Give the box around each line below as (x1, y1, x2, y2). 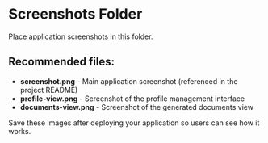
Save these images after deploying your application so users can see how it (8, 118, 260, 128)
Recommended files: (8, 55, 115, 69)
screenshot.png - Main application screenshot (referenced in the (19, 76, 238, 86)
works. (8, 126, 31, 136)
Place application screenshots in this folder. (8, 32, 153, 41)
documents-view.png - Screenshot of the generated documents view (19, 102, 254, 111)
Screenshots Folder (8, 5, 143, 23)
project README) (19, 85, 78, 95)
